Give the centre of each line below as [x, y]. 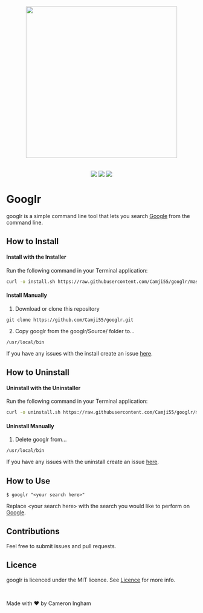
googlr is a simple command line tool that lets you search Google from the [98, 216]
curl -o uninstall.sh [34, 413]
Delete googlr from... [41, 440]
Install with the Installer [36, 257]
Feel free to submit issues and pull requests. [61, 546]
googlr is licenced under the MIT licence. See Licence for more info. [91, 580]
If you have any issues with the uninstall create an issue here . [82, 462]
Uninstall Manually [30, 426]
